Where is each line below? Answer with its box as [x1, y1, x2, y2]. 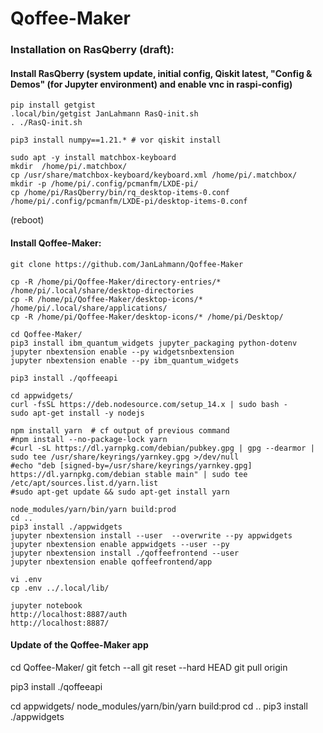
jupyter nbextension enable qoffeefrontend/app [10, 557, 213, 567]
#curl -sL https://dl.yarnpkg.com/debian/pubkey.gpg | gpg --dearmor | [10, 443, 315, 453]
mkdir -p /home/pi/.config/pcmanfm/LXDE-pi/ [10, 179, 199, 189]
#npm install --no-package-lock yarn [10, 434, 168, 444]
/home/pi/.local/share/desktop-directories [10, 285, 195, 296]
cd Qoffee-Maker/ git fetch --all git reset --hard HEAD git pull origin [10, 661, 288, 673]
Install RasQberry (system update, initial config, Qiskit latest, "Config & [10, 67, 313, 79]
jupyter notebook [10, 600, 83, 611]
